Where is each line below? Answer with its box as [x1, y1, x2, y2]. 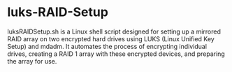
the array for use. [7, 57, 57, 65]
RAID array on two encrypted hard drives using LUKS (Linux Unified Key [7, 34, 215, 43]
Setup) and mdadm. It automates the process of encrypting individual [7, 42, 208, 50]
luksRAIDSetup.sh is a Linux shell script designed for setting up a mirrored [7, 27, 222, 36]
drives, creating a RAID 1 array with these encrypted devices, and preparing [7, 50, 225, 58]
